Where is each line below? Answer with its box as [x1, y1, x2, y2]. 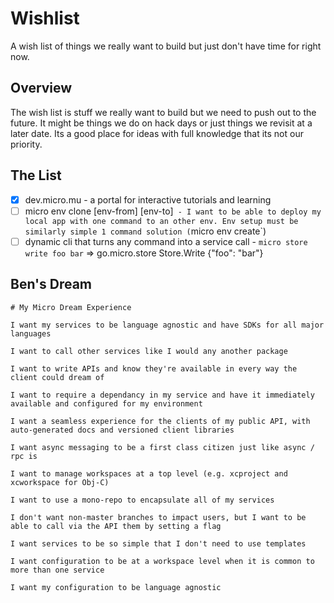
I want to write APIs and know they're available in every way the [10, 363, 298, 374]
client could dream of [10, 372, 105, 382]
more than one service [10, 565, 105, 575]
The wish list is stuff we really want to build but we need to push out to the [10, 106, 317, 118]
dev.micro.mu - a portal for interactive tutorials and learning [24, 193, 272, 206]
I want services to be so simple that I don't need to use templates [10, 538, 307, 549]
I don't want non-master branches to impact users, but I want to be [10, 512, 307, 522]
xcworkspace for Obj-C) [10, 477, 110, 487]
